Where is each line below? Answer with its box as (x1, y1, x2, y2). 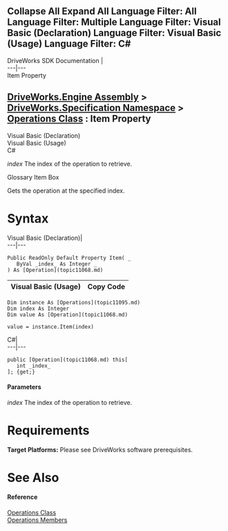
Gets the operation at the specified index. (7, 186, 126, 195)
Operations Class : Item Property (7, 113, 151, 125)
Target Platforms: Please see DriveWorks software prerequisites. (7, 445, 193, 453)
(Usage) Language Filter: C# (7, 38, 131, 50)
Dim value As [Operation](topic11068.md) (7, 311, 129, 318)
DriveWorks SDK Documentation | (7, 56, 104, 64)
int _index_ (16, 362, 51, 369)
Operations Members (7, 516, 68, 524)
